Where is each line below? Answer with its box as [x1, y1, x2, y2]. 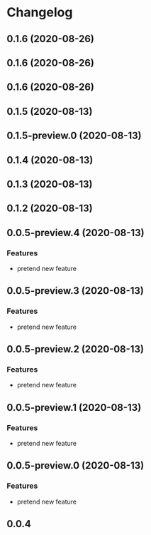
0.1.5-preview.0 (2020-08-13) [6, 130, 142, 142]
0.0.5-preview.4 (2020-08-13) [6, 226, 145, 239]
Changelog [6, 4, 73, 21]
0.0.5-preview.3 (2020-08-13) [6, 285, 145, 297]
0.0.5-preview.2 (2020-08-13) [6, 343, 145, 355]
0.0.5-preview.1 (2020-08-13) [6, 401, 142, 414]
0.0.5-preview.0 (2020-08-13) [6, 459, 145, 472]
